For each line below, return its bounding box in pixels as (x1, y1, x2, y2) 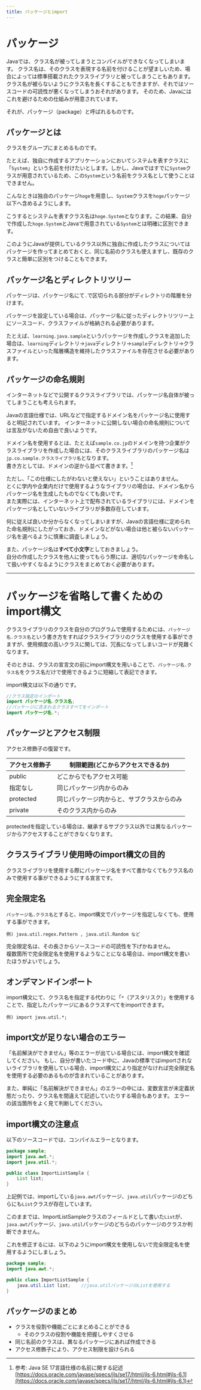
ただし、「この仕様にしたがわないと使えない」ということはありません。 (6, 475, 182, 482)
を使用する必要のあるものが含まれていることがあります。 (6, 1072, 148, 1079)
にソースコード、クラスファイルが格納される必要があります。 (6, 320, 157, 327)
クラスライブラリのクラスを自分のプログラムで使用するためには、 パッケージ (6, 626, 191, 633)
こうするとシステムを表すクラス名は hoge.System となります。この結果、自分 (6, 213, 192, 220)
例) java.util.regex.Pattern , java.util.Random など (6, 931, 141, 937)
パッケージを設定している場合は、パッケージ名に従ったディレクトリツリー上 (6, 312, 194, 319)
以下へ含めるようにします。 (6, 200, 74, 207)
